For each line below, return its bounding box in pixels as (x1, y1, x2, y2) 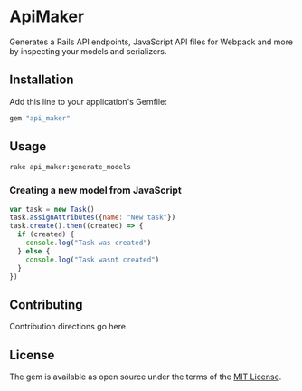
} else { (17, 246, 51, 255)
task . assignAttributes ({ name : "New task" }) (9, 213, 176, 223)
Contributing (9, 297, 83, 312)
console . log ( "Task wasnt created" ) (25, 255, 160, 264)
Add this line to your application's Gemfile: (9, 96, 167, 107)
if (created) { (17, 230, 75, 239)
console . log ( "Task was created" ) (25, 238, 152, 248)
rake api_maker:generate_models (9, 163, 131, 172)
